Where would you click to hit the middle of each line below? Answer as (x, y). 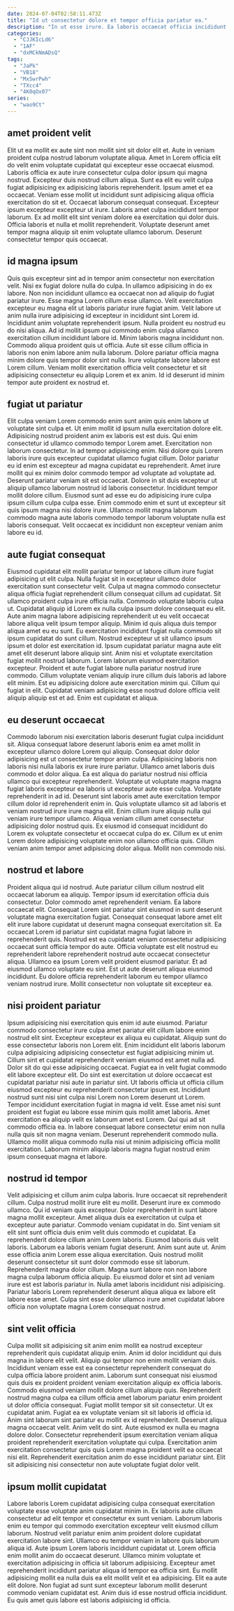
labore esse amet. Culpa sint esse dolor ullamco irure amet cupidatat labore (116, 1300)
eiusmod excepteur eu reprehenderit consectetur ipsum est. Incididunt (109, 1090)
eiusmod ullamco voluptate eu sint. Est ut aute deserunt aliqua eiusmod (110, 969)
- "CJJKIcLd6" (34, 40)
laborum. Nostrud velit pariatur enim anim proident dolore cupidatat (104, 1533)
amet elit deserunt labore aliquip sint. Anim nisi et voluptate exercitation (110, 653)
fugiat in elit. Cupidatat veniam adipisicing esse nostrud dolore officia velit (114, 691)
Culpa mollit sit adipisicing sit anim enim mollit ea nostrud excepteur (105, 1346)
